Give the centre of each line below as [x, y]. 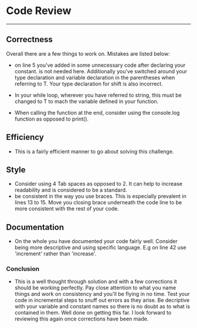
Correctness [29, 40]
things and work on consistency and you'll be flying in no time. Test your [102, 294]
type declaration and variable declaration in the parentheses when [95, 77]
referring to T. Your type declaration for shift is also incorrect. [89, 84]
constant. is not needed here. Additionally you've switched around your [101, 71]
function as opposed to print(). [52, 119]
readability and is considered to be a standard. [71, 190]
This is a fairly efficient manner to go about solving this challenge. [94, 151]
